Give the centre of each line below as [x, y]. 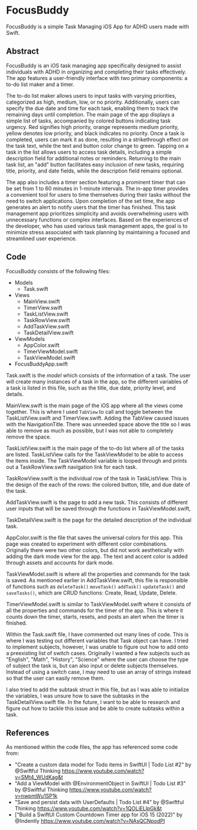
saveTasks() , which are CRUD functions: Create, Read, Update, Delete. [92, 593]
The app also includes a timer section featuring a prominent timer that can [96, 182]
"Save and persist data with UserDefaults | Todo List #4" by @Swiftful [99, 802]
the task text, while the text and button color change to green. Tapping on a [97, 145]
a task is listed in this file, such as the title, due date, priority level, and [91, 388]
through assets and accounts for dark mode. [60, 562]
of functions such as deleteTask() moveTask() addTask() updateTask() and [96, 586]
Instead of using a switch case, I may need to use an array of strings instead [98, 672]
